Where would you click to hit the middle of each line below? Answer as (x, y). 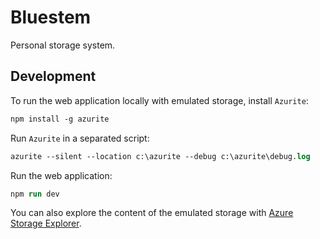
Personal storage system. (63, 45)
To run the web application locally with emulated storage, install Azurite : (159, 100)
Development (53, 76)
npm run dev (35, 194)
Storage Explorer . (46, 223)
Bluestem (51, 17)
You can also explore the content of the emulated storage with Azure (152, 213)
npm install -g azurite (60, 119)
